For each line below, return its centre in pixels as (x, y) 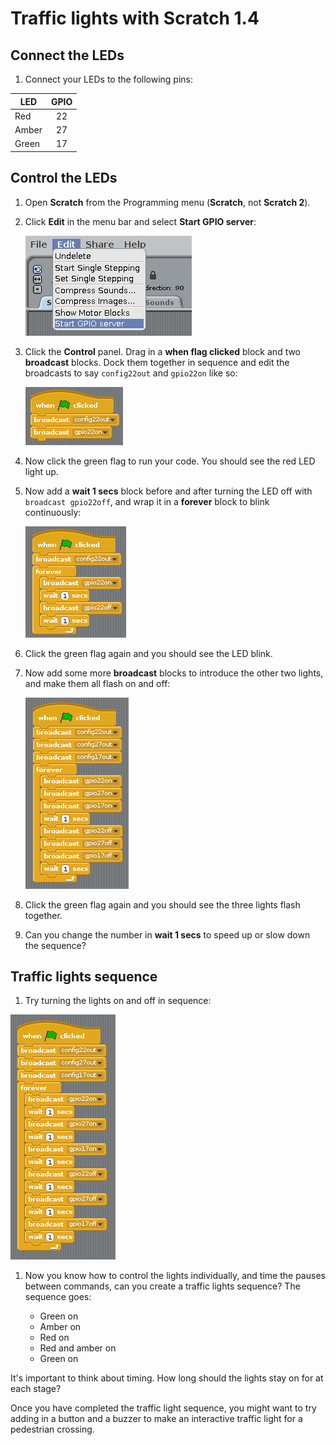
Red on (54, 1338)
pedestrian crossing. (52, 1429)
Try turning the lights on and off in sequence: (118, 1001)
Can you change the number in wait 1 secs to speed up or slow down (167, 934)
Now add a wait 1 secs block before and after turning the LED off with (168, 491)
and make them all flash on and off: (97, 683)
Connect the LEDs (67, 55)
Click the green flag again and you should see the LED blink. (148, 653)
